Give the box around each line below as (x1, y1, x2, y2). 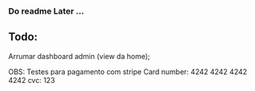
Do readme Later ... (8, 6, 85, 17)
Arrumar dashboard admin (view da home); (8, 51, 150, 61)
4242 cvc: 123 (8, 75, 56, 85)
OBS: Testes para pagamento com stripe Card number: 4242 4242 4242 (8, 66, 248, 77)
